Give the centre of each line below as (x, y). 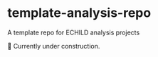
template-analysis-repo (79, 13)
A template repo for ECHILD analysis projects (74, 32)
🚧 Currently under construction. (54, 46)
